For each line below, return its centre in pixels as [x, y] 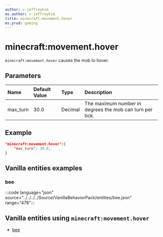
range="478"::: [20, 203]
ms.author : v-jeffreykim [30, 14]
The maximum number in [113, 103]
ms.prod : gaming [21, 23]
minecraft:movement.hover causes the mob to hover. [57, 61]
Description [98, 92]
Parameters [23, 76]
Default [42, 89]
